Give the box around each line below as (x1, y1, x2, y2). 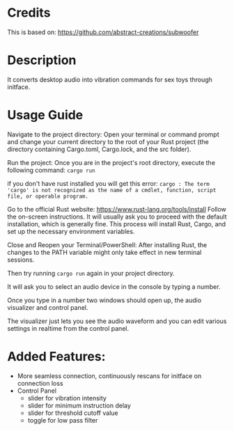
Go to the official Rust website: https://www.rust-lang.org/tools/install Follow (7, 205, 226, 213)
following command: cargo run (7, 166, 95, 174)
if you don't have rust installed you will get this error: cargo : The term (7, 179, 210, 187)
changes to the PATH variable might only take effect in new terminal (7, 248, 202, 256)
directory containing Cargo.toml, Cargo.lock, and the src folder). (7, 145, 192, 153)
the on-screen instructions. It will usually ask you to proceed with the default (7, 212, 228, 221)
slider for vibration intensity (27, 393, 107, 402)
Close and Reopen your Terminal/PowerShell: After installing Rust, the (7, 240, 208, 249)
